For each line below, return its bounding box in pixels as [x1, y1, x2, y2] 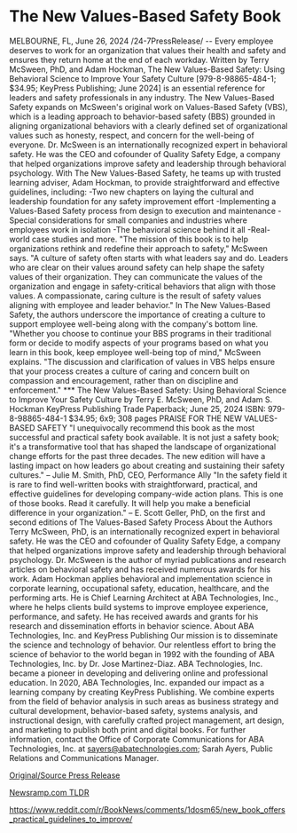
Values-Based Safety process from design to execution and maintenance [9, 205, 277, 216]
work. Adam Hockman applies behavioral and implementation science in [9, 573, 273, 583]
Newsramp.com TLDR [9, 787, 90, 797]
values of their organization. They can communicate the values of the [9, 271, 263, 282]
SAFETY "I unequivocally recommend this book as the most [36, 422, 255, 432]
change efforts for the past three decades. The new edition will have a [9, 450, 266, 461]
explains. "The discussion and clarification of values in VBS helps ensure [9, 356, 276, 367]
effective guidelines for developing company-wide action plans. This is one [9, 488, 284, 499]
